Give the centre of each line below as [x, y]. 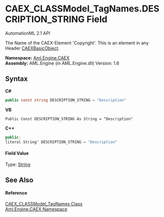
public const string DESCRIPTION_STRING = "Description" [66, 100]
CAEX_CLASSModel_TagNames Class [44, 204]
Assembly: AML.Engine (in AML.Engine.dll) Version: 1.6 [62, 63]
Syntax [16, 79]
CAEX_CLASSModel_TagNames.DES [82, 9]
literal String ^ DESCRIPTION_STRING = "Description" [61, 142]
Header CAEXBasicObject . [32, 48]
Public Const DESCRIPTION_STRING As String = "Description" [69, 119]
